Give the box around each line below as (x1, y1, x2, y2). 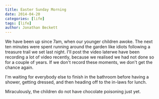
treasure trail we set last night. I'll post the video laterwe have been (5, 49, 140, 55)
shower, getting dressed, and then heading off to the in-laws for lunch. (5, 79, 147, 85)
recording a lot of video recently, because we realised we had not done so (5, 54, 155, 60)
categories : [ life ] (5, 16, 45, 21)
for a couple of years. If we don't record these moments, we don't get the (5, 59, 153, 65)
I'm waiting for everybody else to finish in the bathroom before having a (5, 74, 149, 80)
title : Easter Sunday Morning (5, 7, 67, 12)
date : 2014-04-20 (5, 12, 40, 17)
